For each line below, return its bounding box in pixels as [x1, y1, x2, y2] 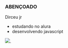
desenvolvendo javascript [12, 29, 64, 35]
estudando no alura [12, 24, 51, 29]
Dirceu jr [5, 14, 22, 20]
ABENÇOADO [5, 3, 38, 10]
